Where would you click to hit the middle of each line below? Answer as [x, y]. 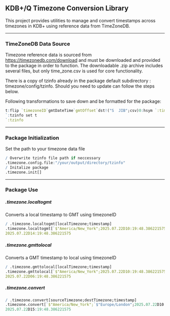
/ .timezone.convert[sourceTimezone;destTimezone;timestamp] [71, 300]
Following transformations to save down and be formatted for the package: [83, 101]
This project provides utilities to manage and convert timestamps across [80, 20]
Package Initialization [32, 138]
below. [12, 92]
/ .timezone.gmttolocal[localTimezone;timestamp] [59, 267]
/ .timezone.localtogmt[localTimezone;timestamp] [59, 224]
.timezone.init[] [24, 172]
